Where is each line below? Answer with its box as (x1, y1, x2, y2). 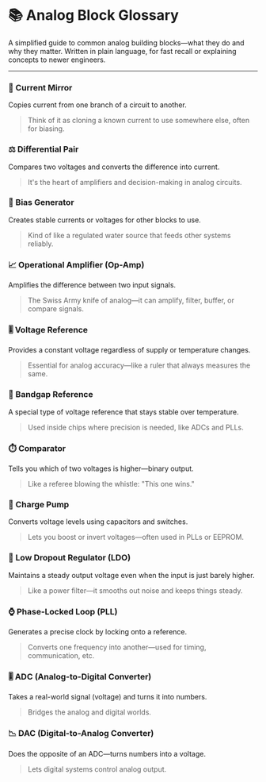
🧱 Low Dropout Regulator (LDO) (8, 553, 131, 564)
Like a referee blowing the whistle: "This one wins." (27, 480, 196, 489)
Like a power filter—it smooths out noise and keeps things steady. (27, 585, 243, 595)
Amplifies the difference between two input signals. (8, 280, 177, 290)
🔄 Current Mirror (8, 82, 73, 93)
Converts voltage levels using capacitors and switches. (8, 517, 188, 526)
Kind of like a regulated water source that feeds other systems (27, 230, 231, 240)
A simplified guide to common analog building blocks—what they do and (8, 37, 245, 48)
